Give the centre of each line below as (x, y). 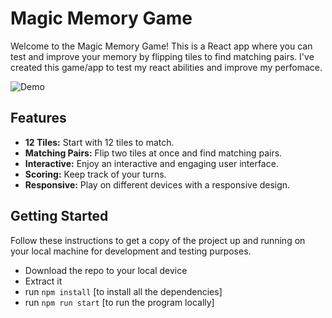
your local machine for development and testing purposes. (131, 251)
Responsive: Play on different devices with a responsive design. (157, 184)
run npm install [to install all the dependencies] (123, 291)
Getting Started (59, 216)
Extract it (43, 281)
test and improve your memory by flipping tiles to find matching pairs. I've (162, 56)
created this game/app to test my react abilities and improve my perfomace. (166, 67)
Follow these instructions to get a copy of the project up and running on (158, 240)
